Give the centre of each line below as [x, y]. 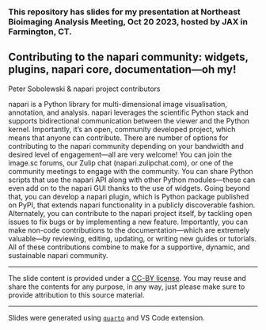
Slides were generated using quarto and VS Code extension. [107, 317]
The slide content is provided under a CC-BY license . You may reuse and [127, 278]
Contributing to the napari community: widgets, [128, 57]
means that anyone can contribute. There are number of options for [118, 138]
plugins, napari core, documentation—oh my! [122, 70]
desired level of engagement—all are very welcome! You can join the [120, 154]
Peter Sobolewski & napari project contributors [84, 89]
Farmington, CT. [40, 32]
